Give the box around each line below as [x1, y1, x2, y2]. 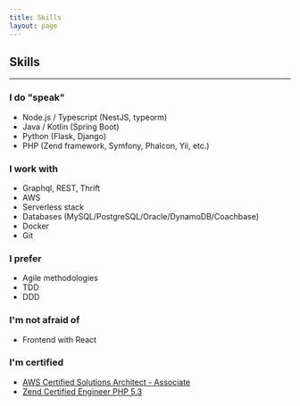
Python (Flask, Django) [21, 130, 107, 141]
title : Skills [9, 12, 62, 22]
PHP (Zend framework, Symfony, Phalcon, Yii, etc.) [21, 140, 210, 151]
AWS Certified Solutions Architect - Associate [21, 377, 191, 387]
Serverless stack [21, 202, 85, 212]
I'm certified [9, 356, 64, 369]
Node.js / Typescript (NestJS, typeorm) [21, 112, 168, 122]
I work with [9, 162, 59, 175]
